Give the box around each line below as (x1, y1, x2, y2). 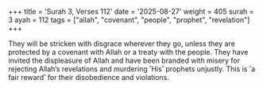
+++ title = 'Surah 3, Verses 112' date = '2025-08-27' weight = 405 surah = (8, 7, 254, 16)
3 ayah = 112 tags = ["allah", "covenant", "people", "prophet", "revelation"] (8, 15, 250, 25)
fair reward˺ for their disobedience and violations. (8, 73, 169, 82)
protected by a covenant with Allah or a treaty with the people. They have (8, 48, 249, 56)
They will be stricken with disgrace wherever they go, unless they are (8, 39, 236, 48)
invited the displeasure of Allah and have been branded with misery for (8, 55, 241, 65)
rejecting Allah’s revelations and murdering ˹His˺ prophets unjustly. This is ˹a (8, 64, 256, 74)
